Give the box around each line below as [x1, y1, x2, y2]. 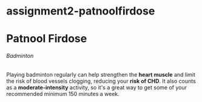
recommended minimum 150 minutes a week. [6, 90, 120, 97]
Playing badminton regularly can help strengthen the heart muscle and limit [6, 71, 196, 78]
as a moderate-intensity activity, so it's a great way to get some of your [6, 83, 187, 91]
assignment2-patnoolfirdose [6, 4, 155, 18]
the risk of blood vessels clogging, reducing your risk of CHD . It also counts [6, 77, 196, 84]
